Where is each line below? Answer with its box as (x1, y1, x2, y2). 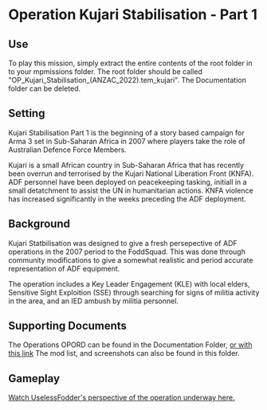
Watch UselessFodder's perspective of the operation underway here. (8, 392, 235, 403)
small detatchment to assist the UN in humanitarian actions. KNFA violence (8, 185, 253, 195)
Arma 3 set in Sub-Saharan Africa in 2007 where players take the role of (8, 136, 245, 146)
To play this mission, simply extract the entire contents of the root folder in (8, 58, 253, 68)
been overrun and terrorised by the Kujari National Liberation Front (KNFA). (8, 169, 254, 178)
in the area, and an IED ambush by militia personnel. (8, 296, 179, 306)
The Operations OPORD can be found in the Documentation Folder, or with (8, 340, 253, 349)
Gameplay (8, 372, 61, 385)
